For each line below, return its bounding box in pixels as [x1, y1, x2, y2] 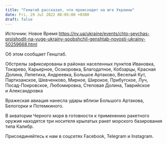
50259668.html [5, 41, 37, 47]
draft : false [5, 17, 33, 22]
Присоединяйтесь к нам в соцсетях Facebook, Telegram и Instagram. [5, 133, 154, 139]
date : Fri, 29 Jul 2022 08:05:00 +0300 [5, 12, 90, 17]
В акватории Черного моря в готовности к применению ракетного [5, 113, 150, 119]
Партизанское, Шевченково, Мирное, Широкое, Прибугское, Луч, [5, 77, 148, 83]
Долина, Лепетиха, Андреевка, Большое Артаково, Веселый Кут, [5, 72, 147, 78]
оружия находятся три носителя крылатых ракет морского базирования [5, 118, 163, 124]
